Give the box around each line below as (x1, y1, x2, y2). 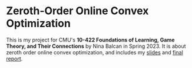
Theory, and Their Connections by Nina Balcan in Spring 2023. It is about (6, 43, 187, 50)
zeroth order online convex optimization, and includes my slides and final (6, 48, 184, 56)
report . (6, 55, 23, 62)
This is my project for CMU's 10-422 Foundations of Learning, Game (6, 36, 175, 43)
